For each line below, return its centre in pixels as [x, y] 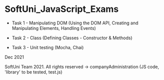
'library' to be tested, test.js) [34, 72]
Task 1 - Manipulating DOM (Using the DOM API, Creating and [75, 23]
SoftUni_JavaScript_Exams [62, 9]
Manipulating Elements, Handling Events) [54, 28]
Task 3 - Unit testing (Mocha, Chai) [48, 47]
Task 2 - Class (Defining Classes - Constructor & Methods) [72, 38]
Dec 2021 [14, 57]
